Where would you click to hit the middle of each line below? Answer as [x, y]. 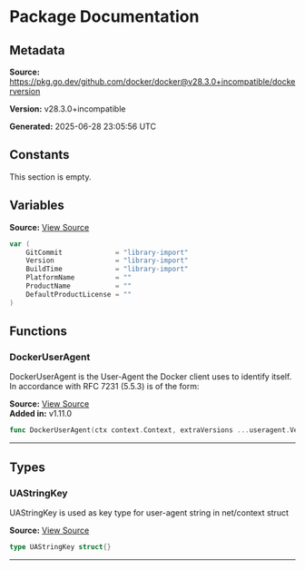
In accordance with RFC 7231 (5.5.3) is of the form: [104, 387]
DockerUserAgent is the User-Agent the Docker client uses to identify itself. [151, 377]
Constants [39, 155]
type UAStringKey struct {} [60, 546]
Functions [39, 332]
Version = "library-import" [107, 260]
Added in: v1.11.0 [41, 414]
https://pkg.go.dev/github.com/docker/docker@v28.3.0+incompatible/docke [152, 82]
